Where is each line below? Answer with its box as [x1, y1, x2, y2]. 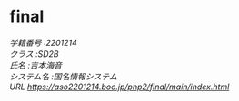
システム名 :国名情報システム [9, 70, 118, 82]
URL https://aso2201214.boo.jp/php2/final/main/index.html [9, 81, 230, 92]
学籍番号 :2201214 [9, 37, 77, 48]
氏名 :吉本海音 [9, 60, 62, 70]
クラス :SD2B [9, 48, 59, 60]
